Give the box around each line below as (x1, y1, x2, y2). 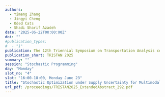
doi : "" (5, 35, 21, 40)
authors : (5, 7, 23, 12)
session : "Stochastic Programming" (5, 62, 78, 67)
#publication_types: (5, 39, 48, 44)
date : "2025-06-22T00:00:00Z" (5, 30, 67, 35)
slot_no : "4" (5, 71, 32, 76)
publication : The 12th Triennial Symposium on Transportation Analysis (5, 48, 155, 53)
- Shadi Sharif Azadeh (9, 25, 56, 30)
